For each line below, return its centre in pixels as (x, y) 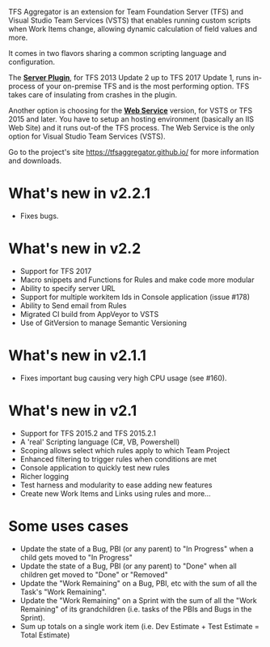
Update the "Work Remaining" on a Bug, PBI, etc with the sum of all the (138, 583)
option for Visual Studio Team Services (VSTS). (87, 136)
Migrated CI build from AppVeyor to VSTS (89, 314)
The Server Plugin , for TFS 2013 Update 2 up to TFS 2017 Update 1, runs (130, 77)
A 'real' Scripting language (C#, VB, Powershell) (100, 442)
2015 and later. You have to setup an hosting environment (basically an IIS (131, 119)
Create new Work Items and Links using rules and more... (116, 493)
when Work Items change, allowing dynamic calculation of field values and (133, 29)
